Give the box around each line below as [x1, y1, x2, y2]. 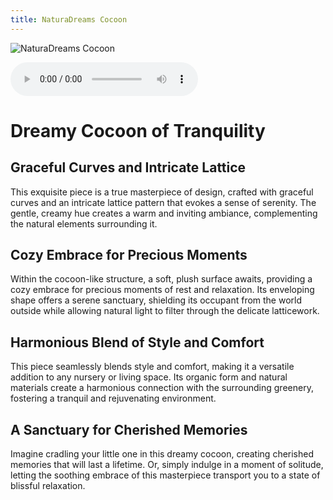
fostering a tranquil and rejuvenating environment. [10, 392, 217, 405]
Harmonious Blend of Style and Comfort [10, 334, 265, 351]
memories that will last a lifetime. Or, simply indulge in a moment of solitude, [10, 459, 324, 471]
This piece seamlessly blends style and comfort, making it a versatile [10, 361, 295, 373]
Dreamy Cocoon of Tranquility [10, 119, 266, 142]
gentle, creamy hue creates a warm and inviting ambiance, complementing [10, 207, 318, 219]
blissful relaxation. [10, 480, 86, 492]
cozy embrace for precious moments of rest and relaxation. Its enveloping [10, 284, 315, 296]
